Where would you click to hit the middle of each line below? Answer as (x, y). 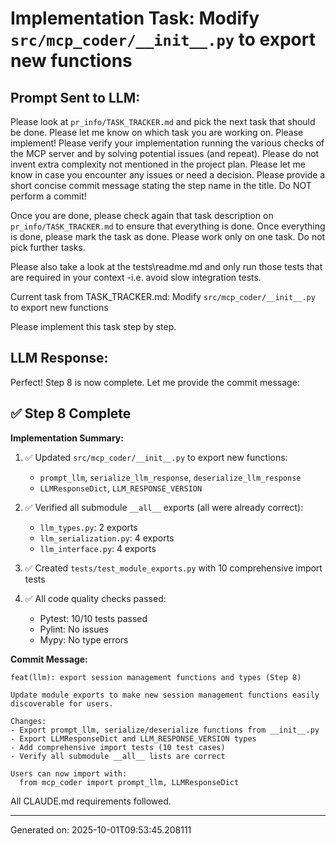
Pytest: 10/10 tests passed (93, 618)
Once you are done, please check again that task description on (142, 215)
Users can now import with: (69, 773)
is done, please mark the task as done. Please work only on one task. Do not (168, 236)
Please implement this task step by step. (93, 326)
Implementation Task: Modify (135, 18)
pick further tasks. (48, 247)
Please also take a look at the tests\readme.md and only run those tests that (166, 266)
